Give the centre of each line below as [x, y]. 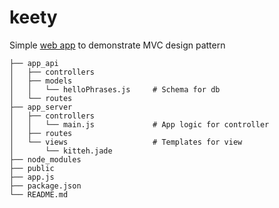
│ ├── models [41, 81]
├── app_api [34, 63]
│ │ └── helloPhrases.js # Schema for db [115, 89]
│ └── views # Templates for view [126, 142]
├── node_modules [45, 159]
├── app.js [32, 177]
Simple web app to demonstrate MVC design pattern [117, 45]
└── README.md [39, 194]
